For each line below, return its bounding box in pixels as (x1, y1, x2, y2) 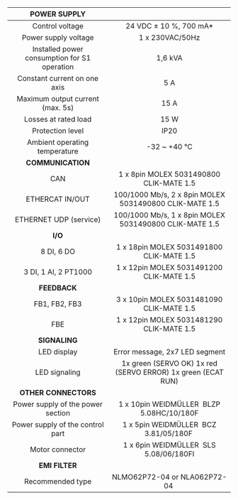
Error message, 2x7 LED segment (113, 347, 226, 357)
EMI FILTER (38, 461, 77, 470)
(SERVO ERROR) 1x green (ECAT (115, 367, 225, 377)
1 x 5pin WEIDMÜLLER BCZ (122, 420, 217, 429)
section (45, 408, 71, 418)
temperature (37, 146, 79, 156)
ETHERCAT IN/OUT (25, 195, 90, 204)
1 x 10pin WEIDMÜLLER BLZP (118, 399, 221, 409)
